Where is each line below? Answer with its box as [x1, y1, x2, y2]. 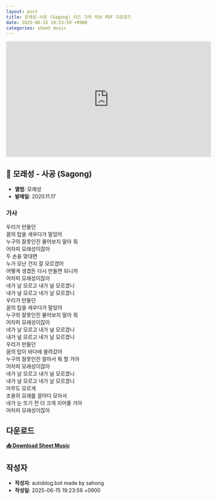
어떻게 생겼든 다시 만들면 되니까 [6, 268, 78, 275]
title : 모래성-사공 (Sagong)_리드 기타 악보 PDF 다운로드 [6, 14, 132, 20]
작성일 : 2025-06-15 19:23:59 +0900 [14, 487, 101, 494]
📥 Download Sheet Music [6, 442, 70, 449]
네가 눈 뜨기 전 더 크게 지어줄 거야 [6, 400, 82, 407]
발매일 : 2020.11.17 [14, 193, 56, 200]
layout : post [6, 8, 38, 15]
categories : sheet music [6, 25, 67, 31]
